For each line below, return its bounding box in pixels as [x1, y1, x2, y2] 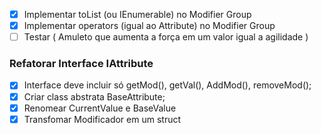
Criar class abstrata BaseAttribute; [23, 90, 166, 103]
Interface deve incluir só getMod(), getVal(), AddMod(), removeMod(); [23, 79, 312, 91]
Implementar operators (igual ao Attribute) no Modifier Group [23, 20, 276, 32]
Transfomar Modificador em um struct [23, 113, 182, 125]
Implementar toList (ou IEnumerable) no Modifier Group [23, 9, 252, 20]
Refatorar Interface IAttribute [9, 57, 154, 71]
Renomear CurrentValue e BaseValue [23, 102, 177, 114]
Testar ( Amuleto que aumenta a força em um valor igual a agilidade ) [23, 31, 309, 43]
